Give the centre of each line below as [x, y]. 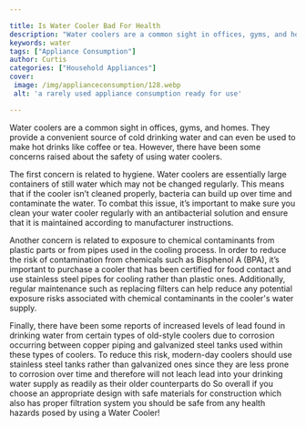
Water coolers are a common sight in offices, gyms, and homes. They [140, 127]
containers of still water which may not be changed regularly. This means [147, 184]
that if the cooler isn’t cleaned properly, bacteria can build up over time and [151, 193]
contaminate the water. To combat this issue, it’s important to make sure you [153, 203]
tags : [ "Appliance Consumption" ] [73, 51]
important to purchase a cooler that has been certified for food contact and [150, 269]
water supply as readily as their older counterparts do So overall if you [141, 383]
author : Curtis [38, 60]
